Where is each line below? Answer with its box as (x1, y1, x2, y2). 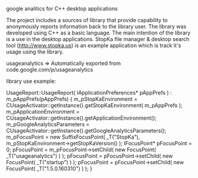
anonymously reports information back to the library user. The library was (6, 23, 187, 30)
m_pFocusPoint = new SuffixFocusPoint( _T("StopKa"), (6, 133, 140, 140)
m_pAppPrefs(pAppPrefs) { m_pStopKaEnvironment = (6, 95, 138, 102)
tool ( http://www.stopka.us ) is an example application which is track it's (6, 42, 181, 49)
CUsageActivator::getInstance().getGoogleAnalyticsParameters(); (6, 127, 166, 134)
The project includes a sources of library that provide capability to (6, 17, 168, 23)
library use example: (6, 77, 56, 85)
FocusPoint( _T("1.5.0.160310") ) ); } (6, 165, 93, 172)
